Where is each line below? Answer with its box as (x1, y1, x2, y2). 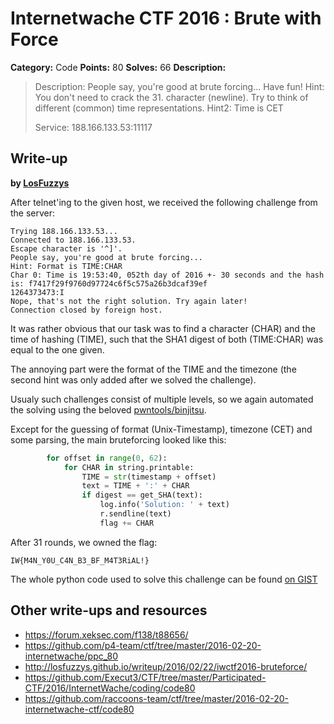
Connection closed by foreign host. (10, 305, 163, 315)
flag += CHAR (99, 518, 155, 528)
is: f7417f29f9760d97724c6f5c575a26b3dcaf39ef (10, 278, 208, 289)
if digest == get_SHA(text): (81, 490, 203, 501)
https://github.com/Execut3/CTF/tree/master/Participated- (24, 671, 267, 683)
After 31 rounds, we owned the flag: (10, 536, 158, 548)
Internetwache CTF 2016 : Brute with (10, 7, 322, 30)
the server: (10, 207, 56, 219)
